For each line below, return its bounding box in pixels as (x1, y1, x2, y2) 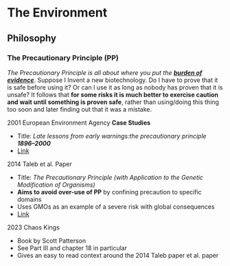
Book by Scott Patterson (16, 236, 87, 245)
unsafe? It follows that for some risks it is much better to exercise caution (7, 90, 218, 99)
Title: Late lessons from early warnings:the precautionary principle (16, 132, 207, 140)
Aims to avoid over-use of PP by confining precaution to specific (16, 187, 203, 196)
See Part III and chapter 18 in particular (16, 243, 127, 252)
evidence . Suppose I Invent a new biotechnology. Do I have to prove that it (7, 76, 218, 84)
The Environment (7, 5, 108, 21)
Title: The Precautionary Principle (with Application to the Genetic (16, 173, 204, 181)
